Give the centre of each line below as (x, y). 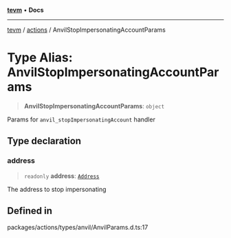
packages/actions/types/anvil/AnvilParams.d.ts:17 (78, 228)
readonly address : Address (62, 176)
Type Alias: (40, 58)
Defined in (30, 211)
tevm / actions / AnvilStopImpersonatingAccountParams (87, 30)
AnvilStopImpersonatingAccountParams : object (94, 106)
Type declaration (44, 141)
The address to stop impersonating (57, 189)
